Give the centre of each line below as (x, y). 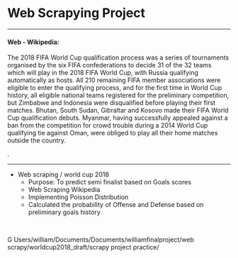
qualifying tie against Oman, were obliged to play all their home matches (113, 133)
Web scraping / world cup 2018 (63, 174)
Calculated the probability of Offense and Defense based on (116, 205)
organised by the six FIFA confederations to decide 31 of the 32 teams (109, 65)
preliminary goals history (64, 212)
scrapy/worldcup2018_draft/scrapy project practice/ (83, 247)
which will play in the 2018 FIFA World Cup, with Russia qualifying (103, 73)
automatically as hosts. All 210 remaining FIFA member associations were (114, 80)
